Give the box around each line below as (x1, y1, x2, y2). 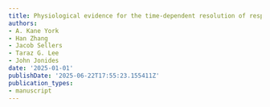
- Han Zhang (8, 34, 48, 43)
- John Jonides (8, 57, 59, 65)
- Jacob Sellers (8, 42, 63, 50)
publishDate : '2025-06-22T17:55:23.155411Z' (8, 72, 160, 80)
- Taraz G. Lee (8, 49, 59, 57)
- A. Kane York (8, 27, 59, 35)
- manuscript (8, 86, 52, 95)
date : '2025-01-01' (8, 64, 74, 72)
